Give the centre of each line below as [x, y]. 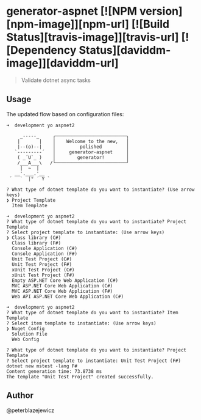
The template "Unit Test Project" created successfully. [80, 377]
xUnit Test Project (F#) [43, 275]
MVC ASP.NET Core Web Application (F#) [62, 291]
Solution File [30, 334]
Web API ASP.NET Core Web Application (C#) [68, 297]
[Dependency [41, 50]
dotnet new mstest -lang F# [42, 366]
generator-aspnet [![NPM [72, 11]
